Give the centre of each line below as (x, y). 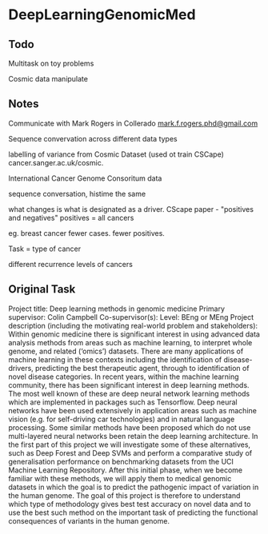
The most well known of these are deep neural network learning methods (129, 393)
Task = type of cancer (45, 249)
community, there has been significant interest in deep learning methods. (129, 385)
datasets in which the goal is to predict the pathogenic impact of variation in (134, 487)
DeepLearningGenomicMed (102, 15)
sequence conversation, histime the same (77, 193)
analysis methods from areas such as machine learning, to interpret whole (130, 342)
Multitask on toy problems (51, 63)
